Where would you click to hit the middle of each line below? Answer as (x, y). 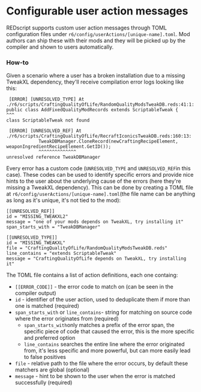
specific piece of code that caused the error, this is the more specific (109, 331)
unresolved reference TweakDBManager (53, 158)
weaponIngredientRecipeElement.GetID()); (59, 147)
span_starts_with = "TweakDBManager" (53, 227)
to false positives (45, 357)
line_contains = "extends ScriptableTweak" (61, 254)
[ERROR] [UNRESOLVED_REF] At (45, 131)
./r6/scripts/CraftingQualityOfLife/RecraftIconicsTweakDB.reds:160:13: (99, 136)
